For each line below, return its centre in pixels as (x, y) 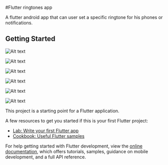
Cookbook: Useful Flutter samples (49, 136)
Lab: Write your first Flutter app (46, 131)
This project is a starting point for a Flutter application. (62, 111)
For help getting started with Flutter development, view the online (74, 146)
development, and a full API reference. (46, 157)
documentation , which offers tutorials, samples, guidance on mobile (77, 151)
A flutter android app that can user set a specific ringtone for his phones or (84, 17)
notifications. (19, 23)
